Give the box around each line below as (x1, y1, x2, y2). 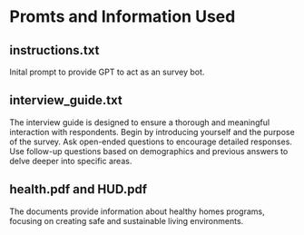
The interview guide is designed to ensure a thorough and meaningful (9, 116, 270, 128)
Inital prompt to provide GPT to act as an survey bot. (9, 66, 205, 77)
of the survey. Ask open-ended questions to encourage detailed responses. (9, 136, 293, 147)
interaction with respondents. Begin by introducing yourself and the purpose (9, 126, 295, 137)
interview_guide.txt (9, 93, 123, 108)
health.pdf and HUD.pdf (9, 181, 148, 197)
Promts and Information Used (9, 6, 236, 27)
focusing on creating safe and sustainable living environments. (9, 215, 244, 226)
